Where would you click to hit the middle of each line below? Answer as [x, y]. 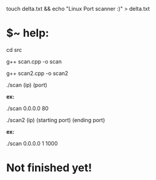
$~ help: [28, 33]
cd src [14, 50]
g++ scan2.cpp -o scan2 [37, 73]
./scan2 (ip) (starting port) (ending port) [56, 120]
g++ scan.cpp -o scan [34, 61]
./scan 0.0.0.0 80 [28, 108]
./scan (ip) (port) [27, 85]
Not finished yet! [49, 168]
